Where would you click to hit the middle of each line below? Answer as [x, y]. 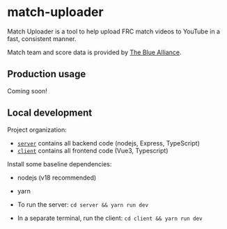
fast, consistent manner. [42, 38]
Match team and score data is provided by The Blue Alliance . [94, 52]
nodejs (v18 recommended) [57, 177]
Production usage [47, 74]
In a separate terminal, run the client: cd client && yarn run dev [110, 218]
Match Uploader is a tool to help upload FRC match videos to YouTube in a [114, 31]
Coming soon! [27, 90]
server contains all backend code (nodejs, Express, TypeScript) [109, 143]
